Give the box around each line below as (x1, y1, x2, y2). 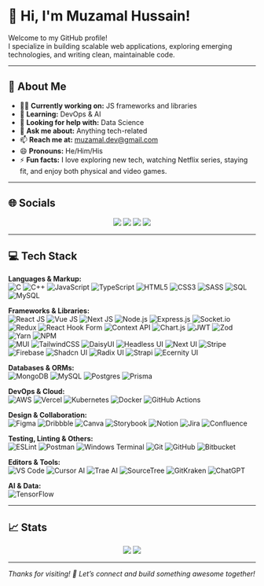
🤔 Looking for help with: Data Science (19, 117, 145, 127)
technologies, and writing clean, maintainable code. (8, 50, 175, 59)
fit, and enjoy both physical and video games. (19, 166, 167, 175)
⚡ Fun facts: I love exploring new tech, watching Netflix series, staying (19, 155, 248, 164)
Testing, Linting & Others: (8, 434, 93, 444)
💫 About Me (8, 80, 67, 94)
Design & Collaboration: (8, 411, 88, 420)
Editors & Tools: (8, 458, 61, 467)
